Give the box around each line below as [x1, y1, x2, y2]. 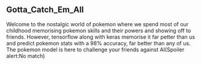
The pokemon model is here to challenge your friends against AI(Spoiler [6, 46, 185, 53]
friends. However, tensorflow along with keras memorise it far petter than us [6, 33, 196, 41]
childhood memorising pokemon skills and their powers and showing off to [6, 27, 191, 34]
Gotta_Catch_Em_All [6, 5, 84, 15]
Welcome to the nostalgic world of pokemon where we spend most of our [6, 20, 189, 27]
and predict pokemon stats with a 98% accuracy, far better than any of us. [6, 39, 191, 47]
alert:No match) [6, 52, 45, 59]
